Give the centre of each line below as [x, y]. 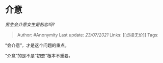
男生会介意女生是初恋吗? [30, 24]
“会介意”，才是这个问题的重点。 [37, 45]
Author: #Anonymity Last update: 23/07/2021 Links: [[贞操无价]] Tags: [88, 35]
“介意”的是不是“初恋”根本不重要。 [39, 55]
